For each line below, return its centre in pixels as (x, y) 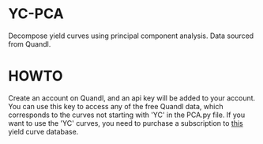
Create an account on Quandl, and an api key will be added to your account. (132, 98)
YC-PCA (36, 14)
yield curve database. (43, 131)
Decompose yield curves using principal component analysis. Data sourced (131, 36)
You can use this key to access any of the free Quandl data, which (116, 106)
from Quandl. (30, 44)
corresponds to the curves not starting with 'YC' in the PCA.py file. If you (127, 115)
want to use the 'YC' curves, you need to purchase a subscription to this (126, 123)
